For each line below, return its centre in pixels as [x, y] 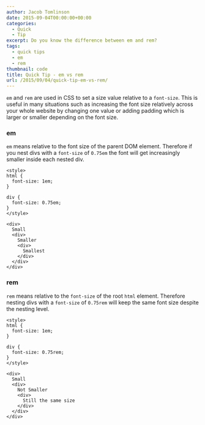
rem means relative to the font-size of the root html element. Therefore [96, 296]
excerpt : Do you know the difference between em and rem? [82, 40]
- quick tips [28, 52]
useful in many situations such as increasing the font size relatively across [100, 104]
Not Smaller [32, 389]
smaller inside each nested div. [45, 159]
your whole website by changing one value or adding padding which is [95, 111]
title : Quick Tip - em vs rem [45, 75]
